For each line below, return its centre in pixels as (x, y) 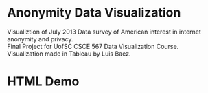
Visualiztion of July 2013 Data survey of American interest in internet (104, 32)
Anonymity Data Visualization (94, 13)
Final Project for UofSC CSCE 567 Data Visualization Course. (93, 46)
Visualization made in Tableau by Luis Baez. (69, 54)
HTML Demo (43, 82)
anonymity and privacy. (40, 39)
